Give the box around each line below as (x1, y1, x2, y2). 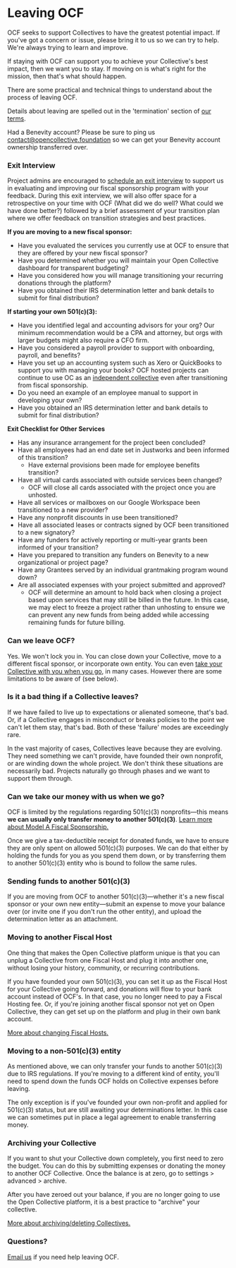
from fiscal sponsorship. (17, 381, 89, 389)
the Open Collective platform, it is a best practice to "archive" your (7, 1197, 201, 1207)
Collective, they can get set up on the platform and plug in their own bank (7, 1007, 221, 1016)
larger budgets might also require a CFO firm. (17, 336, 149, 345)
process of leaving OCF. (7, 93, 77, 102)
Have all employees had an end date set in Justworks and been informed (17, 446, 230, 454)
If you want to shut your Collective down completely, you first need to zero (7, 1154, 224, 1163)
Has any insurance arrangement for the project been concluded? (17, 439, 206, 447)
